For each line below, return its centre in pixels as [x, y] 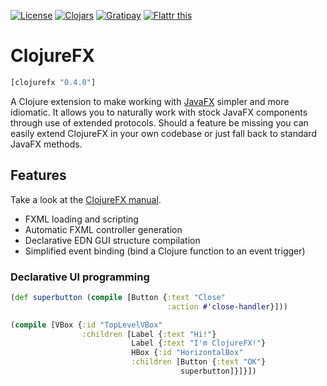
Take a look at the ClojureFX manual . [86, 199]
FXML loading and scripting [81, 219]
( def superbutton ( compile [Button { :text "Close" [118, 297]
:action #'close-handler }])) [227, 306]
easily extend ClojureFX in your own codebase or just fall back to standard [163, 133]
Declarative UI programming [80, 277]
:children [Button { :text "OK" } [199, 362]
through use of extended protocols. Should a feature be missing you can [159, 122]
